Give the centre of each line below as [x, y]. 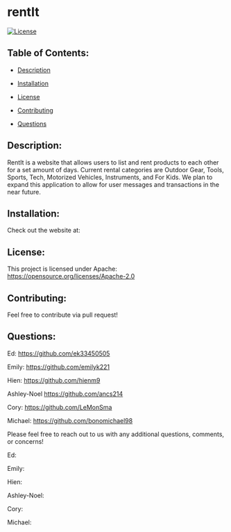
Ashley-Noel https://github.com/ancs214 [65, 394]
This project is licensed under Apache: [62, 269]
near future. [24, 192]
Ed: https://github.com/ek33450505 [59, 353]
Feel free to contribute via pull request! [62, 315]
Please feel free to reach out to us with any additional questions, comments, [115, 434]
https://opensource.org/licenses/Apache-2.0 [71, 276]
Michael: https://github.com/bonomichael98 [70, 420]
